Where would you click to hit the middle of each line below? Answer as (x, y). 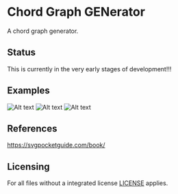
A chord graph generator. (43, 31)
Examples (28, 91)
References (32, 129)
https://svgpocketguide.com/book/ (56, 145)
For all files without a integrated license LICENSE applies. (88, 183)
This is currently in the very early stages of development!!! (89, 69)
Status (22, 52)
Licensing (28, 166)
